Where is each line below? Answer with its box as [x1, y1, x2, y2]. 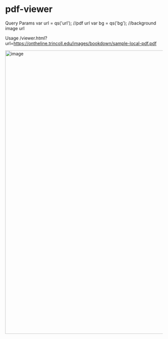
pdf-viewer [5, 3, 53, 15]
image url [5, 25, 25, 31]
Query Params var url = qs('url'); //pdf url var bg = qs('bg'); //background [5, 20, 156, 26]
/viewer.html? [19, 35, 47, 41]
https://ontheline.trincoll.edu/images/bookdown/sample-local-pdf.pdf [13, 40, 156, 46]
